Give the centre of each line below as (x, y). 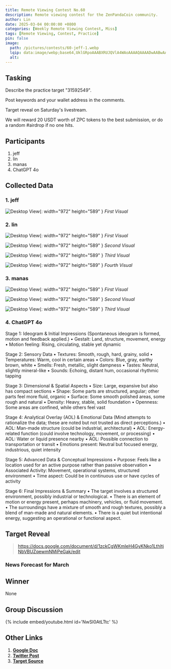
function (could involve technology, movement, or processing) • (88, 433)
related (13, 433)
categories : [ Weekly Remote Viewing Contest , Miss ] (61, 29)
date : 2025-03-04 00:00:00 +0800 (41, 24)
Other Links (24, 638)
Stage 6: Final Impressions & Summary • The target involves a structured (82, 491)
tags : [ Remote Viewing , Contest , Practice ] (52, 34)
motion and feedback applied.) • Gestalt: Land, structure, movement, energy (85, 339)
